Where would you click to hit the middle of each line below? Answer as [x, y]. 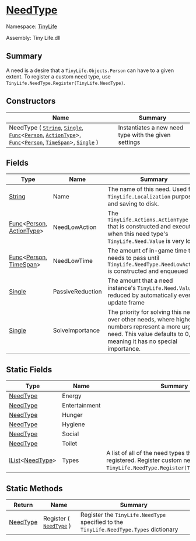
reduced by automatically [142, 295]
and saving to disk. [133, 204]
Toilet [70, 444]
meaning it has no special [143, 341]
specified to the [102, 522]
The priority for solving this [145, 312]
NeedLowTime [73, 261]
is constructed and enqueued [148, 271]
